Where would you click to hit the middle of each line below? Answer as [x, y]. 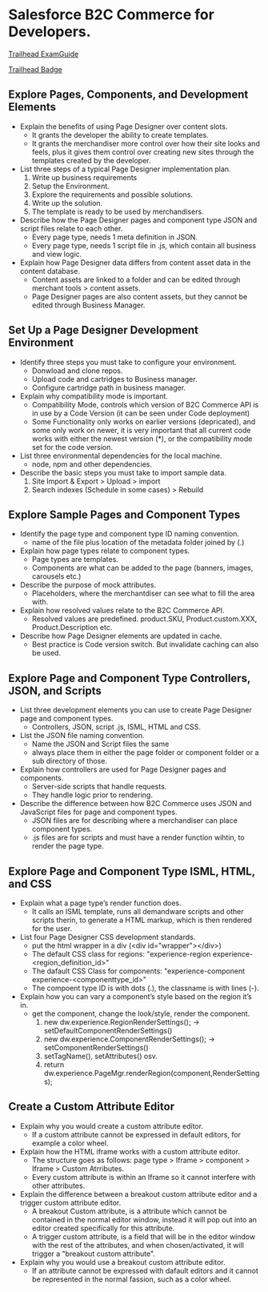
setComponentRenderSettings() [96, 1047]
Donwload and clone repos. [77, 371]
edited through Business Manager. [88, 305]
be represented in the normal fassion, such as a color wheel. [132, 1279]
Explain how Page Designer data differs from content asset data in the [135, 263]
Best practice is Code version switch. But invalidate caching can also [145, 644]
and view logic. [57, 254]
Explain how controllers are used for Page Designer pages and [123, 769]
